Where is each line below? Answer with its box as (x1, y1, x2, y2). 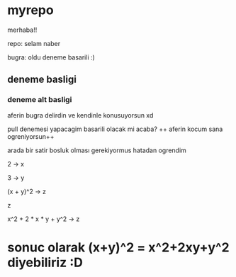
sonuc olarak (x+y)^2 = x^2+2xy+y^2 (7, 239, 230, 255)
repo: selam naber (7, 39, 61, 47)
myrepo (7, 2, 55, 18)
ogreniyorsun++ (7, 132, 55, 140)
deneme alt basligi (7, 95, 72, 105)
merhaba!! (7, 26, 38, 34)
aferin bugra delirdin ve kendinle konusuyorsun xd (7, 111, 154, 119)
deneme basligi (7, 74, 77, 86)
